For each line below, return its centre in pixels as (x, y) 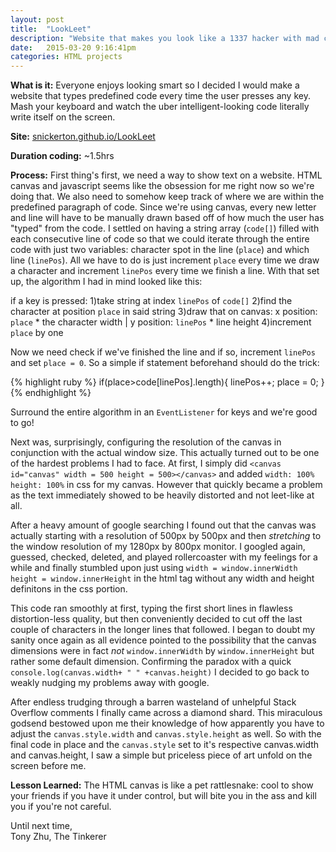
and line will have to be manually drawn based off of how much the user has (167, 218)
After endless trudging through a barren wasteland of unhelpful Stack (153, 702)
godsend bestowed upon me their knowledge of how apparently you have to (167, 723)
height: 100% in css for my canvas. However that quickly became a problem (166, 485)
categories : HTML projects (66, 57)
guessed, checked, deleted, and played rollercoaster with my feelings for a (164, 557)
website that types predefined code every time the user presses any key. (160, 96)
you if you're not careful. (61, 807)
